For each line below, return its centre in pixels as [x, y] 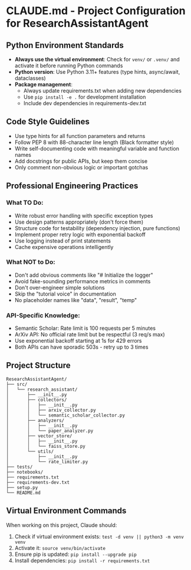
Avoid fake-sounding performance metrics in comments [83, 281]
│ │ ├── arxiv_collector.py [51, 410]
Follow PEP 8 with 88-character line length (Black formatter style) [94, 142]
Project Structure [38, 366]
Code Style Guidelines [48, 122]
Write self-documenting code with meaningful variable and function [97, 148]
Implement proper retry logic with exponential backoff [80, 234]
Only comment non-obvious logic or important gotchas [81, 167]
